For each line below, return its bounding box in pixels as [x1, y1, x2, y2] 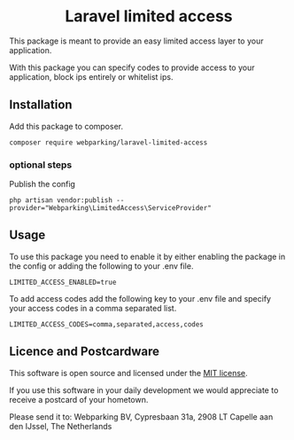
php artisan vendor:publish [9, 196, 113, 205]
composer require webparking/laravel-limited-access [9, 137, 208, 147]
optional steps [9, 158, 73, 170]
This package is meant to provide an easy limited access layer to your [9, 35, 264, 46]
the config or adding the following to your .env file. [9, 260, 194, 271]
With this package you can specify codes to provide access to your [9, 62, 255, 73]
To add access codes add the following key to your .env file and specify [9, 293, 272, 303]
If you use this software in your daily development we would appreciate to [9, 384, 279, 396]
